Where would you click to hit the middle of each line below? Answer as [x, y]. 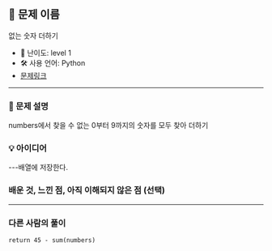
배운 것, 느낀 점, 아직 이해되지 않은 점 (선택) [87, 190]
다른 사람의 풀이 [37, 223]
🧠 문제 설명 [28, 106]
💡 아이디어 [28, 148]
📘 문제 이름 [34, 15]
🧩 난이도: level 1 [45, 53]
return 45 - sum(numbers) [52, 240]
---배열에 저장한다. [38, 168]
